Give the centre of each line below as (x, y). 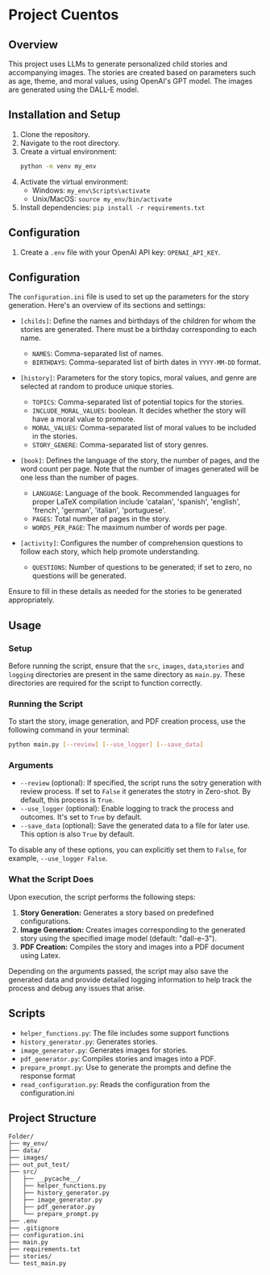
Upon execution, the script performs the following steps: (102, 897)
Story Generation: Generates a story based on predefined (117, 912)
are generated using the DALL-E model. (74, 89)
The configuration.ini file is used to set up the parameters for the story (129, 297)
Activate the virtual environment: (74, 181)
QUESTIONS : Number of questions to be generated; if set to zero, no (142, 567)
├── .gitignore (34, 1228)
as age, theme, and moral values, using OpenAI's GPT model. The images (131, 81)
